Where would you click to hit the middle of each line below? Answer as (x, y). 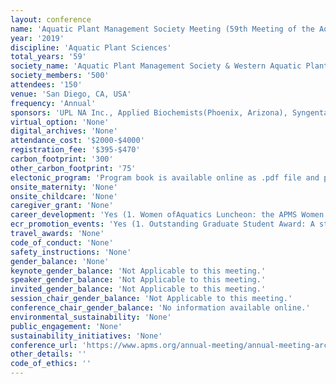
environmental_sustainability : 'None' (91, 317)
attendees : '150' (46, 85)
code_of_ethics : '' (51, 364)
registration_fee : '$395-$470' (75, 150)
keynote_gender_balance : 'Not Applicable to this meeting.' (138, 271)
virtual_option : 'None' (60, 122)
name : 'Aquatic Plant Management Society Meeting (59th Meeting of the (162, 29)
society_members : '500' (60, 76)
